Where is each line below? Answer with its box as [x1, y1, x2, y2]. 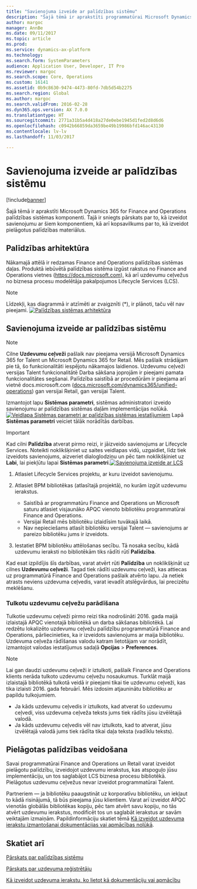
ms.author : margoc [6, 96, 51, 101]
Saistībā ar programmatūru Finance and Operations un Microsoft [23, 500, 180, 507]
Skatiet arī [6, 838, 45, 848]
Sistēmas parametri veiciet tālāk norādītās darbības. [6, 418, 135, 425]
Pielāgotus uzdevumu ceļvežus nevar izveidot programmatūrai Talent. [6, 779, 175, 786]
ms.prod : [6, 42, 28, 47]
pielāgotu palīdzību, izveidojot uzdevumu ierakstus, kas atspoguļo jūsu [6, 766, 178, 773]
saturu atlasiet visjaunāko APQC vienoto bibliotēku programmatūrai [23, 505, 186, 513]
